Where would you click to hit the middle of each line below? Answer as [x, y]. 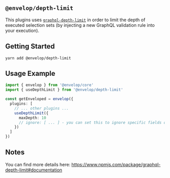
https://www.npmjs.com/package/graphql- [116, 164]
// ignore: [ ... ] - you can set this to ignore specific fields [90, 122]
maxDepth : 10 [32, 118]
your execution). [22, 30]
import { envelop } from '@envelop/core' [50, 85]
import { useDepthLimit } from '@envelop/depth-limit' [64, 90]
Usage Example [30, 74]
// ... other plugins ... [42, 108]
